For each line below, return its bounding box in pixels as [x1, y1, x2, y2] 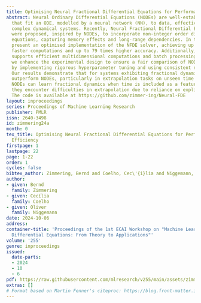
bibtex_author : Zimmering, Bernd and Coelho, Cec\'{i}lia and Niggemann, [6, 170, 194, 177]
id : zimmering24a [6, 121, 50, 127]
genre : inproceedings [6, 243, 60, 249]
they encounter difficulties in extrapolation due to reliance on [11, 87, 181, 93]
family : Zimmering [11, 187, 58, 193]
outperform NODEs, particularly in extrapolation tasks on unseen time [11, 76, 194, 82]
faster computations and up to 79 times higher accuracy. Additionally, [11, 48, 197, 54]
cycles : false [6, 165, 42, 171]
